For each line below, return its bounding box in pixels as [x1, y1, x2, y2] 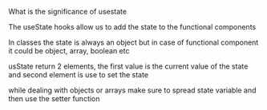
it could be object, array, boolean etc [8, 46, 130, 55]
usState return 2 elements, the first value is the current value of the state [8, 61, 249, 71]
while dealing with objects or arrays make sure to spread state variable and [8, 85, 257, 95]
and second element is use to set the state [8, 70, 149, 79]
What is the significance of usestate [8, 7, 127, 16]
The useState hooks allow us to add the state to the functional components [8, 22, 257, 31]
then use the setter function [8, 94, 100, 103]
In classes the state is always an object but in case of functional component [8, 37, 259, 47]
